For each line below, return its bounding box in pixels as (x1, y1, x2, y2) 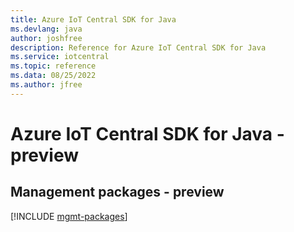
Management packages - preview (10, 184, 225, 201)
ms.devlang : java (10, 24, 83, 34)
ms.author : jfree (10, 80, 83, 90)
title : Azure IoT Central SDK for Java (10, 14, 177, 25)
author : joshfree (10, 33, 83, 43)
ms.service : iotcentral (10, 52, 110, 62)
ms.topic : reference (10, 61, 97, 71)
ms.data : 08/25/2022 (10, 71, 97, 81)
